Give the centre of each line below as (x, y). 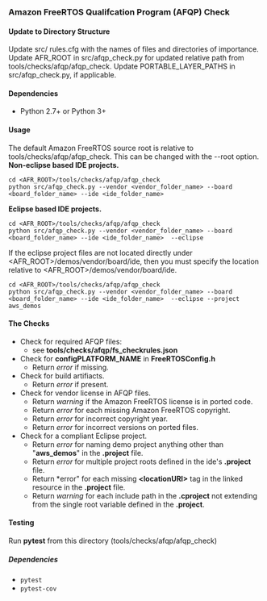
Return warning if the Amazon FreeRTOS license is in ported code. (142, 401)
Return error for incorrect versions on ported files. (115, 427)
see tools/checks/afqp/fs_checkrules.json (105, 350)
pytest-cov (38, 588)
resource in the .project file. (79, 487)
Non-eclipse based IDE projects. (64, 165)
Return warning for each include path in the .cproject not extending (145, 495)
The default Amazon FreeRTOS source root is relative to (101, 148)
